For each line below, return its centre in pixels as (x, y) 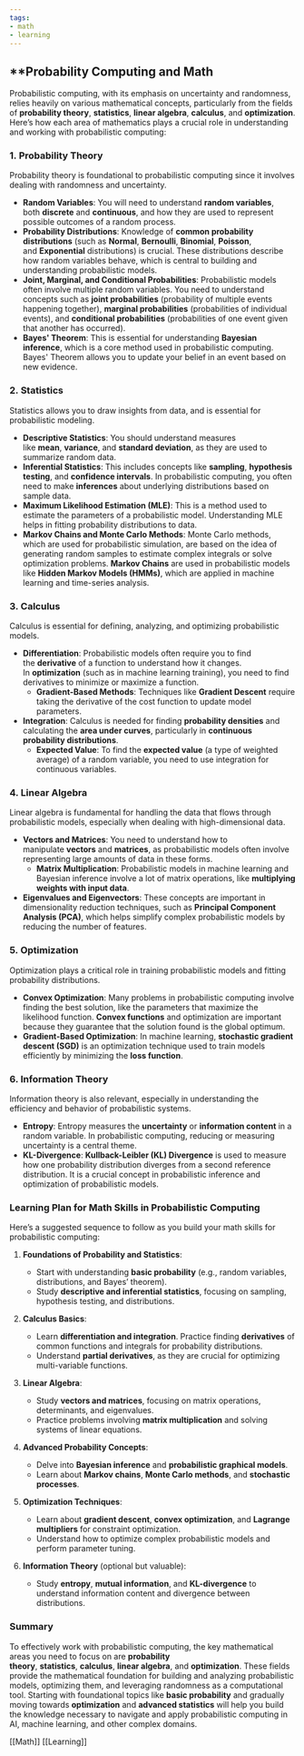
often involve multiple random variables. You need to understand (143, 290)
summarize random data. (69, 457)
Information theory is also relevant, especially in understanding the (134, 1099)
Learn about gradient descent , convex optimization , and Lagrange (163, 1520)
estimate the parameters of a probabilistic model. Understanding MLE (152, 515)
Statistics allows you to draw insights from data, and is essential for (135, 410)
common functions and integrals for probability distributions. (149, 1346)
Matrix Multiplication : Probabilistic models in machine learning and (162, 868)
